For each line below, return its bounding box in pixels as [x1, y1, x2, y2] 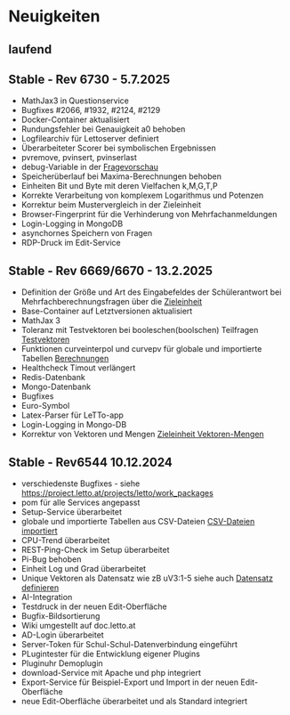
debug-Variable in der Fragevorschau [20, 162, 159, 173]
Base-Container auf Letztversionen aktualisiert [20, 305, 193, 317]
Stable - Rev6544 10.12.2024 [8, 454, 173, 469]
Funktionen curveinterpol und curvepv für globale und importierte [20, 344, 262, 354]
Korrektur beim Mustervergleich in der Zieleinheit [20, 199, 202, 210]
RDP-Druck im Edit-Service [20, 238, 121, 248]
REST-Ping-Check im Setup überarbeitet [20, 545, 170, 556]
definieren [20, 582, 60, 593]
